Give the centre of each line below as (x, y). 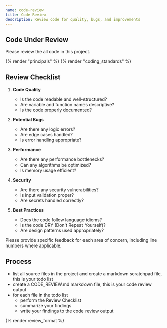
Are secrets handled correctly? (52, 200)
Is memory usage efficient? (48, 170)
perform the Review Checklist (51, 300)
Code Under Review (37, 39)
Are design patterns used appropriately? (62, 230)
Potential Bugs (28, 119)
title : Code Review (26, 15)
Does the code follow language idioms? (61, 220)
